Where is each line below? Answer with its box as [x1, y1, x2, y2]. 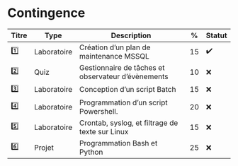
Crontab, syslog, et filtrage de [79, 118, 178, 128]
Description [110, 30, 152, 40]
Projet [34, 143, 55, 153]
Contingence [7, 5, 86, 21]
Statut [205, 30, 227, 40]
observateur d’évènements [79, 71, 169, 81]
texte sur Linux [79, 126, 129, 136]
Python [79, 147, 103, 157]
